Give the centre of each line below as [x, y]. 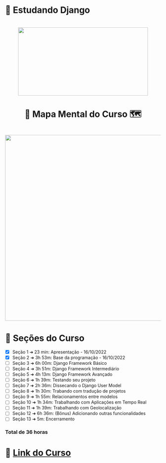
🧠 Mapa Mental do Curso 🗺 [83, 114]
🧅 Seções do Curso [45, 338]
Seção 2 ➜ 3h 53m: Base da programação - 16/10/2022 [69, 357]
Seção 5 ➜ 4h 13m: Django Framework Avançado [62, 374]
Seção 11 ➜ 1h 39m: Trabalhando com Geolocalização [67, 408]
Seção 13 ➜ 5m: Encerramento [43, 419]
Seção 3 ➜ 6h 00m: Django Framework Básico [60, 363]
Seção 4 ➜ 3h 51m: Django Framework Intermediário [66, 368]
